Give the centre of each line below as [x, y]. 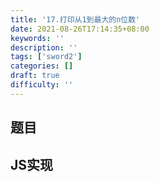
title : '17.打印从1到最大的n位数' [75, 19]
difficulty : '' [42, 85]
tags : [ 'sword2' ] [46, 57]
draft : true [35, 76]
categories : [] [42, 66]
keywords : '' [37, 38]
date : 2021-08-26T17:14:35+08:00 [80, 29]
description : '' [44, 47]
